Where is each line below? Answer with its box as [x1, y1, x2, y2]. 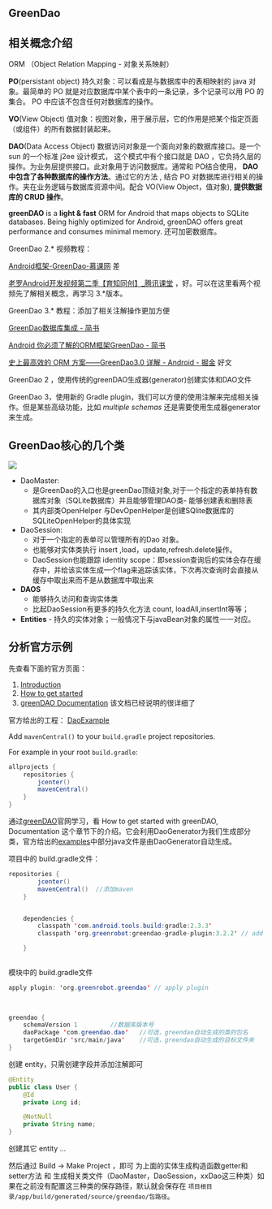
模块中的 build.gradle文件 [8, 967, 93, 977]
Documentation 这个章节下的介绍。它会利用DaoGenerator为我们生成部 [8, 827, 244, 836]
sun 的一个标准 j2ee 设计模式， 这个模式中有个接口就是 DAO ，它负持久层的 [8, 152, 261, 162]
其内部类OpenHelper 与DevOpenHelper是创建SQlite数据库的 [32, 506, 234, 516]
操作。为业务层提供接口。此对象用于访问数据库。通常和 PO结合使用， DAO [8, 162, 258, 171]
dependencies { [23, 914, 75, 922]
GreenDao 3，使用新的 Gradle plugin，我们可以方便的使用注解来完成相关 [8, 392, 253, 402]
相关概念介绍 [8, 36, 73, 50]
